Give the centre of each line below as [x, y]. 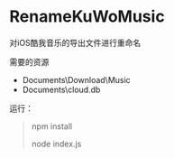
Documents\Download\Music [76, 79]
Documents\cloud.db [61, 89]
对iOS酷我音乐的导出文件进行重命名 [75, 42]
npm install [52, 126]
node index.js [56, 144]
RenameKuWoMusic [87, 17]
